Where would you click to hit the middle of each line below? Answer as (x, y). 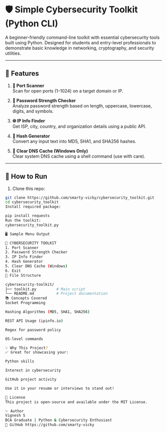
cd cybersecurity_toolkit (32, 202)
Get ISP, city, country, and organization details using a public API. (79, 126)
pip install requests (28, 216)
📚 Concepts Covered (26, 298)
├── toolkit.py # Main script (45, 289)
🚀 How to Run (26, 176)
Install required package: (33, 207)
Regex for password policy (33, 330)
